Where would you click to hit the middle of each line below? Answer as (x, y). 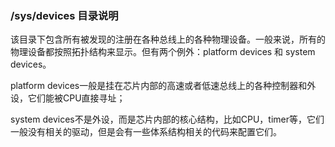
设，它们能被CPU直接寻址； (68, 98)
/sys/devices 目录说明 (64, 15)
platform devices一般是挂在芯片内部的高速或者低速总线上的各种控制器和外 (163, 86)
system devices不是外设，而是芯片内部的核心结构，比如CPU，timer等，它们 (167, 119)
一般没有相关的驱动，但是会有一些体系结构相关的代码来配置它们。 (146, 132)
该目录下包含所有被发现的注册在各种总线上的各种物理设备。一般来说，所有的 (168, 39)
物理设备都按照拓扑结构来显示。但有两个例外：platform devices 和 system (163, 52)
